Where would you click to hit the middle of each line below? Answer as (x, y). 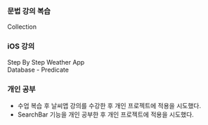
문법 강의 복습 (29, 11)
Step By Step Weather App (46, 62)
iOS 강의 (21, 46)
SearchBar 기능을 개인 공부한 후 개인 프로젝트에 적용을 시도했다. (106, 114)
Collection (22, 27)
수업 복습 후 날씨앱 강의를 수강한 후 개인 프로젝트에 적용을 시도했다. (109, 105)
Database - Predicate (38, 70)
